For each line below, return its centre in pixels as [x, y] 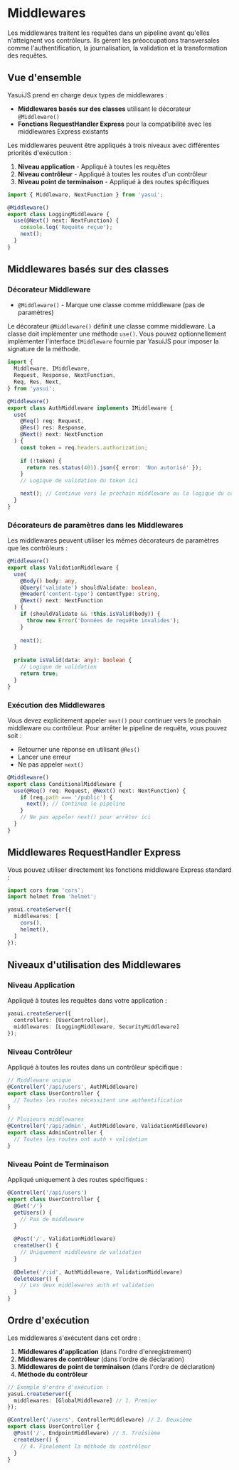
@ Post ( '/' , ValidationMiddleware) [65, 1239]
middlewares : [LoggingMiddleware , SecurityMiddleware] [97, 1027]
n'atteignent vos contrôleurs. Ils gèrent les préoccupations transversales [113, 40]
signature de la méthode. [44, 349]
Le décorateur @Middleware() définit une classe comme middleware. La [111, 326]
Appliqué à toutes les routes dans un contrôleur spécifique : [95, 1067]
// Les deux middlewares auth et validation [87, 1285]
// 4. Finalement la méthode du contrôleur [86, 1446]
